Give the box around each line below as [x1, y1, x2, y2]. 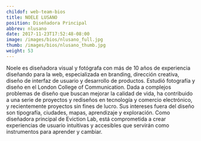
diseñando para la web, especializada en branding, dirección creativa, [6, 70, 179, 78]
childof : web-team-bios [6, 8, 66, 15]
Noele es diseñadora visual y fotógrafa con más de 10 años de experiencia [6, 64, 191, 71]
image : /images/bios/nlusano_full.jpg [6, 37, 103, 43]
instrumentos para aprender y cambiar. [6, 128, 103, 135]
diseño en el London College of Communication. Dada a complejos [6, 83, 172, 91]
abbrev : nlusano [6, 25, 47, 32]
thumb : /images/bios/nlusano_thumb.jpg [6, 43, 106, 49]
